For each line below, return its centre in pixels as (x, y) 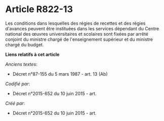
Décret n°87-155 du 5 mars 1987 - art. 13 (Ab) (60, 74)
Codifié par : (18, 84)
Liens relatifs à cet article (32, 54)
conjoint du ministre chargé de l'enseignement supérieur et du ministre (79, 39)
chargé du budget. (25, 44)
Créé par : (15, 103)
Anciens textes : (22, 64)
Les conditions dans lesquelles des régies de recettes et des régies (75, 23)
